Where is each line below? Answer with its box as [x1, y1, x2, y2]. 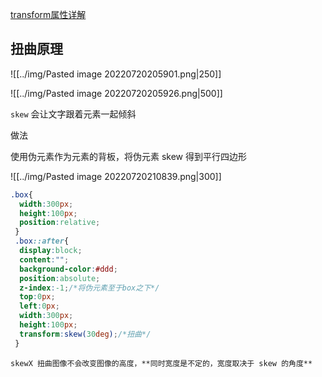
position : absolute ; [19, 273, 101, 283]
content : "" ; [19, 254, 70, 265]
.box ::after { [14, 236, 70, 247]
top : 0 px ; [19, 292, 56, 302]
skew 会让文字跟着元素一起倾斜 [10, 108, 137, 120]
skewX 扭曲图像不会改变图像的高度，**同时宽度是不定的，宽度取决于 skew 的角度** [10, 358, 313, 368]
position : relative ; [19, 218, 101, 228]
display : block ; [19, 246, 83, 256]
